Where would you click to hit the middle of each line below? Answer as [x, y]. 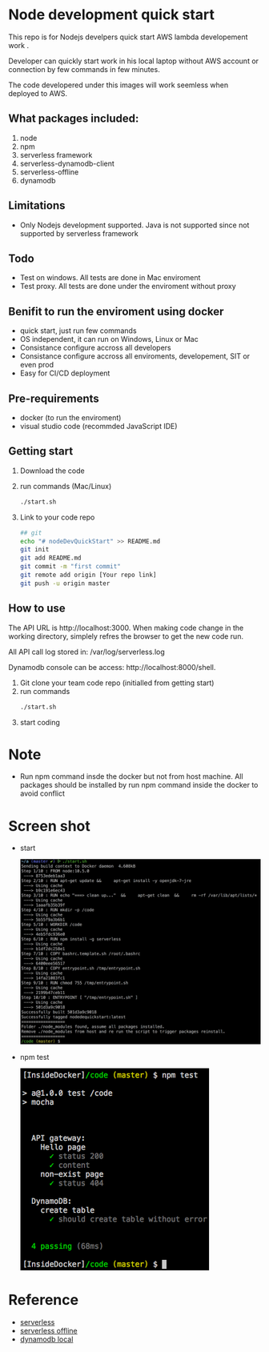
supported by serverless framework [79, 233]
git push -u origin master [65, 583]
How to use [37, 609]
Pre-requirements [54, 398]
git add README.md [50, 558]
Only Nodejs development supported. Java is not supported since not [134, 225]
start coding [40, 722]
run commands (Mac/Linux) [66, 486]
